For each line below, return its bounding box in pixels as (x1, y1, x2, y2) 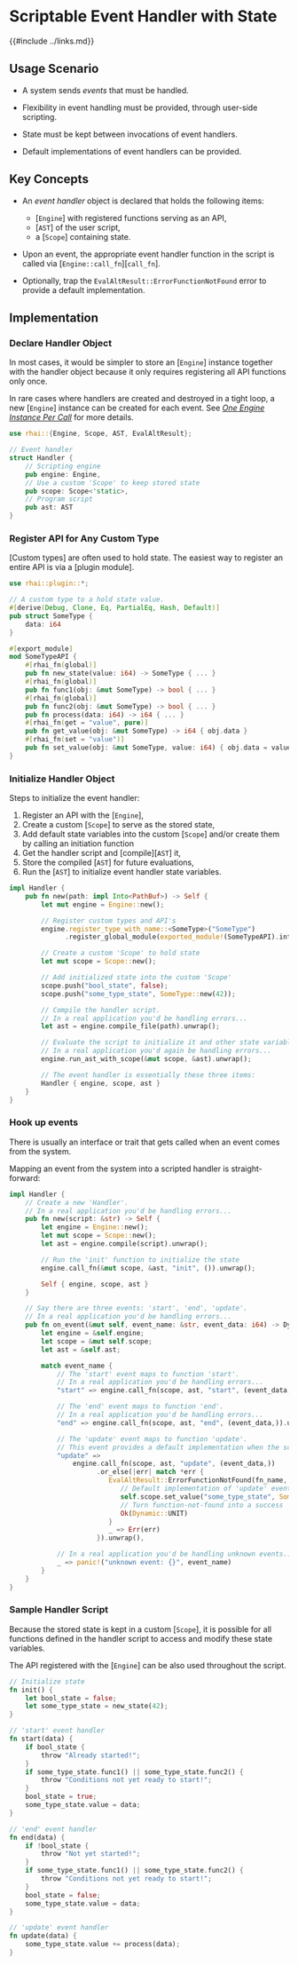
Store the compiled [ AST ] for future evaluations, (21, 857, 195, 868)
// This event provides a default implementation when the (56, 1443, 279, 1452)
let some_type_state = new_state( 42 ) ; (25, 1702, 169, 1711)
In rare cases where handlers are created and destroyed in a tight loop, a (9, 393, 275, 404)
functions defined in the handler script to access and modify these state (9, 1633, 273, 1644)
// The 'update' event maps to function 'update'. (56, 1434, 248, 1444)
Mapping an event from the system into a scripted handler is (9, 1163, 230, 1174)
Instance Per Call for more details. (9, 412, 135, 423)
